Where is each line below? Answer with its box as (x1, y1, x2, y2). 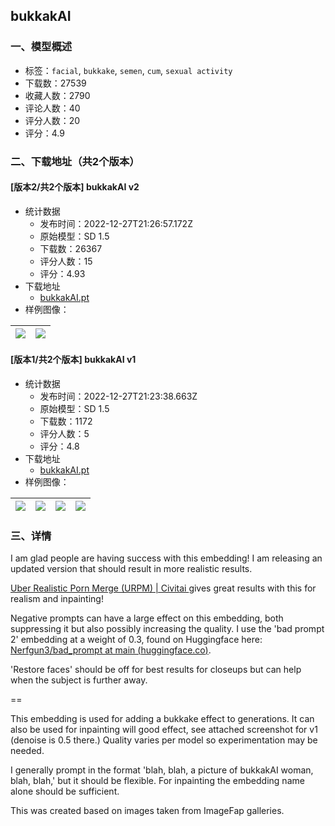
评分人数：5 (39, 428, 90, 440)
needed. (10, 745, 45, 757)
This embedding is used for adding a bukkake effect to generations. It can (10, 713, 315, 725)
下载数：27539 (24, 77, 87, 89)
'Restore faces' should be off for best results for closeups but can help (10, 664, 302, 676)
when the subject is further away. (10, 674, 148, 686)
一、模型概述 (10, 40, 73, 54)
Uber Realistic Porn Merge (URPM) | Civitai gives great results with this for (10, 582, 317, 594)
